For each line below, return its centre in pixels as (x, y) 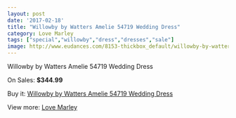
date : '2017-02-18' (36, 20)
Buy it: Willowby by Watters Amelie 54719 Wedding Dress (90, 93)
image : (17, 46)
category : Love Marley (40, 33)
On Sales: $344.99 (35, 80)
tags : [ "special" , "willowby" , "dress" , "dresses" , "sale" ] (91, 40)
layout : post (26, 14)
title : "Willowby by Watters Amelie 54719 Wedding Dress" (94, 27)
